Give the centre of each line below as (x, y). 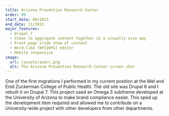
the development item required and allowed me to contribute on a (74, 103)
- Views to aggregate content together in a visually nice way (78, 39)
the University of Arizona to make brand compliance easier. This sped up (81, 98)
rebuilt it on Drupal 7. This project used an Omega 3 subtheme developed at (84, 92)
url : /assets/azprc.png (35, 62)
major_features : (22, 29)
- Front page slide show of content (48, 43)
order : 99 (16, 15)
